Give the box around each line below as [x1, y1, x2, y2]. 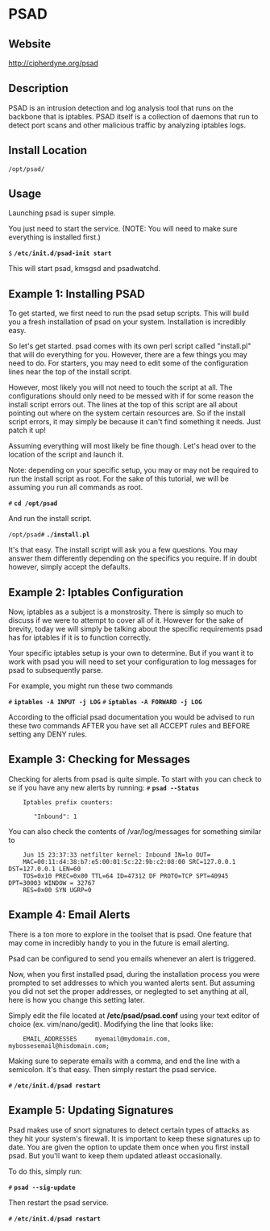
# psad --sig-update [8, 1183, 76, 1191]
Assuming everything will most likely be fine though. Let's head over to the [8, 441, 256, 451]
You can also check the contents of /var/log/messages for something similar [8, 826, 262, 836]
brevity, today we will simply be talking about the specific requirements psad [8, 624, 264, 634]
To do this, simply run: [8, 1166, 82, 1176]
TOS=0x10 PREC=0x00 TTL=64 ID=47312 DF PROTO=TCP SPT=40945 [23, 872, 229, 880]
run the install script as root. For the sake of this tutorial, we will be [8, 474, 230, 484]
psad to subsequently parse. [8, 666, 103, 675]
